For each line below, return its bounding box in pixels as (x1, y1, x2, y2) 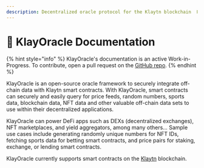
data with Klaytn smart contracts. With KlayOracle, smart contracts (21, 86, 188, 93)
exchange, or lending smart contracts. (6, 143, 102, 150)
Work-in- (168, 55, 191, 62)
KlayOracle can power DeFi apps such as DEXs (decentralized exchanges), (6, 117, 194, 124)
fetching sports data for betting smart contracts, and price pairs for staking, (6, 136, 195, 144)
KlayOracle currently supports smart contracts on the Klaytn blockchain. (6, 155, 187, 162)
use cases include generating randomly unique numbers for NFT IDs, (6, 130, 179, 137)
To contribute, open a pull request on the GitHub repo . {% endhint (31, 61, 196, 69)
